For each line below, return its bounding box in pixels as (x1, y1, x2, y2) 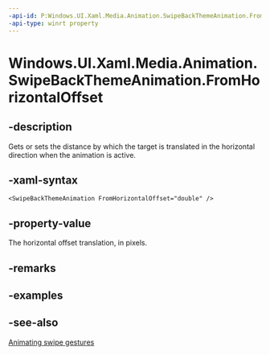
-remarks (8, 261, 56, 275)
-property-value (8, 217, 92, 230)
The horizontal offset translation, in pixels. (8, 238, 147, 248)
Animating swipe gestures (8, 337, 95, 347)
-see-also (8, 316, 59, 330)
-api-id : (8, 11, 38, 20)
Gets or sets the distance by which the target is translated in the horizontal (8, 142, 256, 151)
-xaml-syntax (8, 173, 79, 187)
